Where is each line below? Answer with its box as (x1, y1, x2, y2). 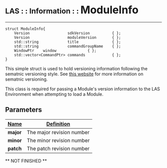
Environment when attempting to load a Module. (5, 91, 103, 97)
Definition (46, 120, 71, 127)
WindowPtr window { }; (14, 48, 97, 53)
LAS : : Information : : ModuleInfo (5, 3, 139, 16)
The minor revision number (26, 137, 90, 144)
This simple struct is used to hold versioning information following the (5, 65, 148, 71)
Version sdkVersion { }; (14, 30, 121, 35)
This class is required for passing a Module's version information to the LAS (5, 86, 161, 92)
